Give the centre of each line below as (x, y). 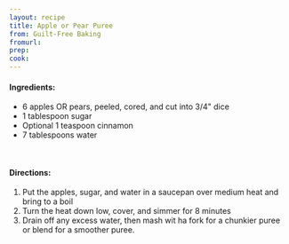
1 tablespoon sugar (57, 116)
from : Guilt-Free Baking (55, 34)
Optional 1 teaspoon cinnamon (77, 126)
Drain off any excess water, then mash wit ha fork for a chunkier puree (151, 220)
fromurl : (25, 42)
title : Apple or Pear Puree (61, 26)
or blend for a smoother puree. (78, 230)
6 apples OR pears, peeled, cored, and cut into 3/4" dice (125, 106)
